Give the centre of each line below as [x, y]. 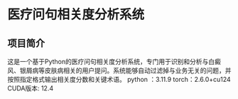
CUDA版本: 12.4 [31, 88]
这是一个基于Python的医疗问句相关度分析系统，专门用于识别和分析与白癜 [114, 62]
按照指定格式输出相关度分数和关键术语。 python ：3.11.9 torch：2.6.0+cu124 [119, 79]
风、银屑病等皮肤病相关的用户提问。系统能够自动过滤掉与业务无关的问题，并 [119, 71]
